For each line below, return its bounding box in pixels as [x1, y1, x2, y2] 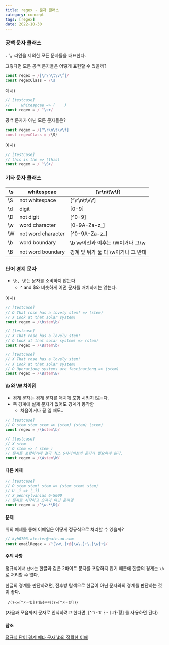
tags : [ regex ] [5, 17, 36, 22]
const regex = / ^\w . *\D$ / [5, 503, 60, 508]
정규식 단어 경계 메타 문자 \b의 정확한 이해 [5, 634, 88, 640]
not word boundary [19, 248, 65, 255]
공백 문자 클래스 [5, 39, 42, 46]
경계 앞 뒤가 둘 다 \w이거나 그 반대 [70, 248, 147, 255]
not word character [19, 230, 65, 237]
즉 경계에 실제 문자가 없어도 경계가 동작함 [12, 401, 94, 407]
